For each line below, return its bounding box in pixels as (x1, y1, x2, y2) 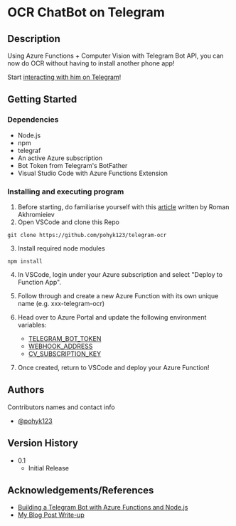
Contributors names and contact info (7, 403, 115, 411)
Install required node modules (17, 243, 105, 253)
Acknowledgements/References (7, 485, 154, 496)
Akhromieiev (17, 210, 55, 219)
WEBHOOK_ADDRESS (28, 342, 93, 350)
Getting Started (7, 93, 77, 105)
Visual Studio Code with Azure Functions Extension (17, 169, 168, 177)
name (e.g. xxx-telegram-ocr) (17, 299, 105, 307)
